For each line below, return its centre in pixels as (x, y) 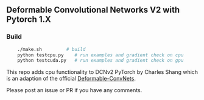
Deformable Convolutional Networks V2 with (93, 10)
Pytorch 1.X (29, 20)
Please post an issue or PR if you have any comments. (74, 90)
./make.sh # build (51, 49)
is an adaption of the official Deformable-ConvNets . (71, 79)
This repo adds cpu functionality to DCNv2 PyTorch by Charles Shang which (102, 72)
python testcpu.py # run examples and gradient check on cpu (100, 55)
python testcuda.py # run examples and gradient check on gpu (100, 61)
